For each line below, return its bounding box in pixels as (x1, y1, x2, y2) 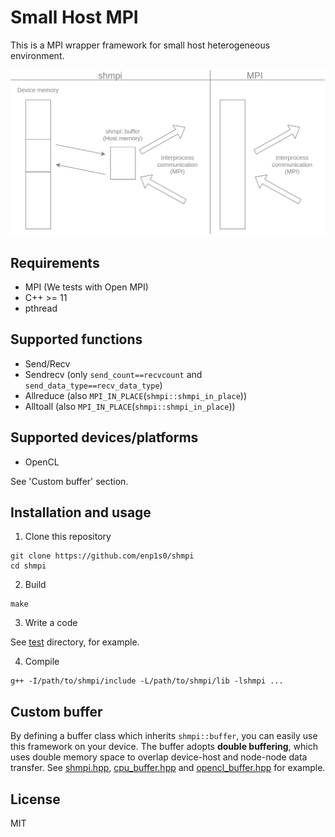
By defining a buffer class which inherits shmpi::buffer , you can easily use (10, 730, 318, 742)
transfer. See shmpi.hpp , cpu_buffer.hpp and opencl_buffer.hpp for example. (10, 762, 326, 774)
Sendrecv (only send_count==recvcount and (24, 368, 203, 380)
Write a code (24, 617, 78, 629)
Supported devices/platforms (10, 429, 199, 446)
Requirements (10, 254, 100, 271)
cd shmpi (10, 561, 47, 571)
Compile (24, 656, 60, 668)
